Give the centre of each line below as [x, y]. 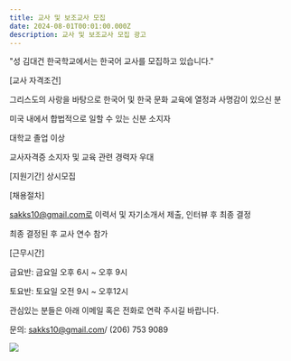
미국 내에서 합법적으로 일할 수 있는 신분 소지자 [90, 119]
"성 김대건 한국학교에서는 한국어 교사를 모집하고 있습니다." [112, 61]
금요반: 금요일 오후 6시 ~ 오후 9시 [69, 273]
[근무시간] [27, 253]
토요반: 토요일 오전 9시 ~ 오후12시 [69, 292]
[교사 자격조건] [35, 80]
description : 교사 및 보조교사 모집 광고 [78, 34]
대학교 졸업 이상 [38, 138]
